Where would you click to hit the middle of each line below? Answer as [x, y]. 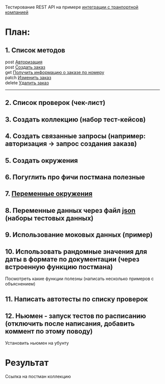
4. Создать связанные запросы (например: [75, 136]
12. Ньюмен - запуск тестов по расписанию [76, 316]
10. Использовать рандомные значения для [76, 251]
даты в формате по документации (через [72, 259]
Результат [27, 363]
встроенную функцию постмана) [59, 267]
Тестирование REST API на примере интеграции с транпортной [72, 7]
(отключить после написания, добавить [70, 323]
